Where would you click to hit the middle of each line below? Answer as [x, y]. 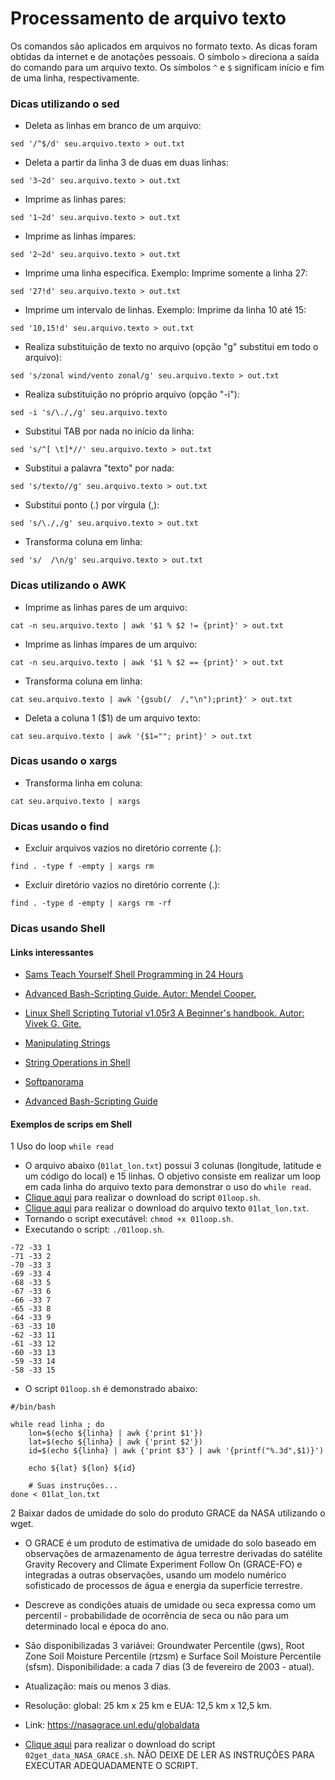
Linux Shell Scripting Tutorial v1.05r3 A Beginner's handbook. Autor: [164, 1013]
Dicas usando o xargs [64, 761]
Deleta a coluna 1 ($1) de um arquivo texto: [112, 718]
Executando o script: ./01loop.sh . [94, 1229]
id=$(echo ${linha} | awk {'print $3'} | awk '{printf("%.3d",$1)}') [176, 1451]
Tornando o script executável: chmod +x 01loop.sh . [129, 1219]
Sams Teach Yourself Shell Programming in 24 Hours [134, 974]
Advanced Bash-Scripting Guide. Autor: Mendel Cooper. [140, 994]
